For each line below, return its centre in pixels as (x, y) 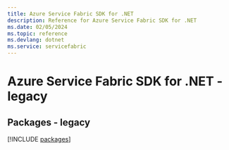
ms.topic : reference (38, 33)
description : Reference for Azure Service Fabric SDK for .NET (102, 20)
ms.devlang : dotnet (36, 40)
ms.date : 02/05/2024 (38, 27)
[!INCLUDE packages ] (39, 139)
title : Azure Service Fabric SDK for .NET (70, 14)
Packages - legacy (49, 122)
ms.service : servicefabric (47, 46)
